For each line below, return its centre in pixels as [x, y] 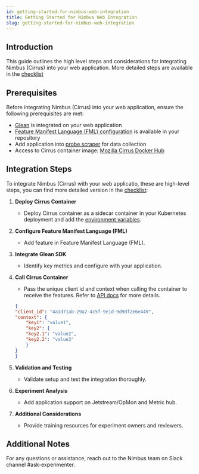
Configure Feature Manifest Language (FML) [71, 231]
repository [27, 138]
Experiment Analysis [41, 390]
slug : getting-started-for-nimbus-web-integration [70, 23]
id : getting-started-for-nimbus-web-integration [68, 12]
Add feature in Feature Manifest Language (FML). [84, 242]
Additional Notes [38, 444]
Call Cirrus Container [41, 277]
